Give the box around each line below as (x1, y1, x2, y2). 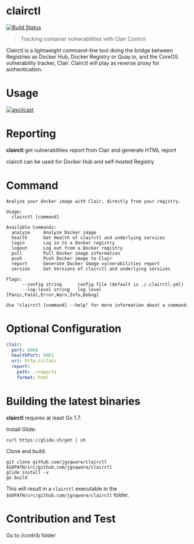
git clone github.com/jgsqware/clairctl (6, 459, 108, 465)
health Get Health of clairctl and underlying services (11, 234, 166, 241)
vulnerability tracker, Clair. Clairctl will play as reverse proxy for (6, 59, 160, 66)
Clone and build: (6, 447, 46, 454)
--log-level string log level (21, 287, 102, 292)
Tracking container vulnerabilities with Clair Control (20, 35, 146, 42)
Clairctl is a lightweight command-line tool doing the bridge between (6, 46, 173, 54)
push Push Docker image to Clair (11, 255, 112, 262)
